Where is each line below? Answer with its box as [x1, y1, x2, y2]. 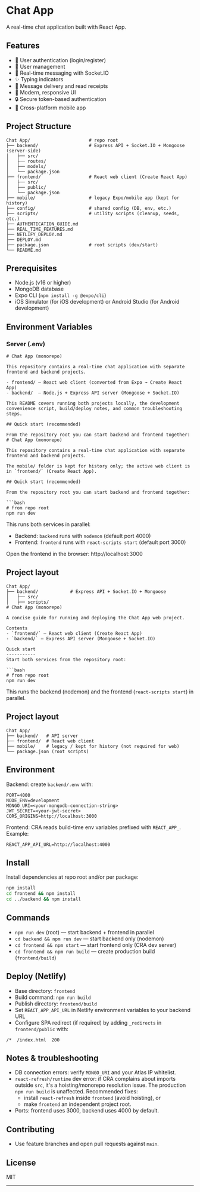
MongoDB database [14, 285, 64, 293]
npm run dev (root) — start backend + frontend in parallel [14, 928, 154, 936]
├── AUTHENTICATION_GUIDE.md [6, 221, 79, 227]
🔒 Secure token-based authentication [14, 95, 107, 102]
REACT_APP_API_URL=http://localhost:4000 [6, 841, 111, 848]
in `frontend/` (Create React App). [6, 469, 97, 475]
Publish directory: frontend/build [14, 1000, 97, 1007]
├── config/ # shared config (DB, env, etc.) [6, 205, 171, 211]
